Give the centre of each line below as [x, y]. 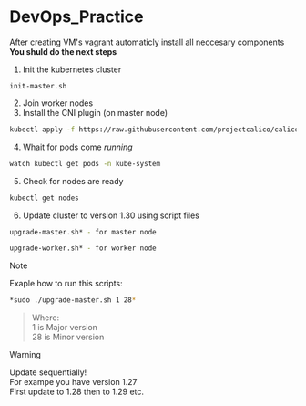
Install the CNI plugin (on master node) [95, 112]
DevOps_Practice [76, 17]
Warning [25, 355]
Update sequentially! [48, 372]
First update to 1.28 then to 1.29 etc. [76, 392]
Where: [46, 318]
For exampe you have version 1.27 [74, 382]
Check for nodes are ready [73, 181]
